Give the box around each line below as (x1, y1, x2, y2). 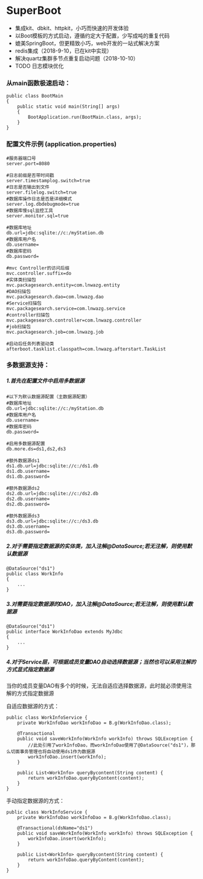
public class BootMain (6, 93, 63, 99)
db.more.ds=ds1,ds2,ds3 (6, 446, 66, 452)
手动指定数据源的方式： (6, 797, 65, 805)
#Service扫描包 (6, 300, 42, 306)
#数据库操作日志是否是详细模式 (6, 196, 72, 202)
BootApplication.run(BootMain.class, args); (28, 114, 142, 120)
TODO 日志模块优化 (14, 62, 64, 70)
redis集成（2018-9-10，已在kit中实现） (14, 47, 112, 54)
